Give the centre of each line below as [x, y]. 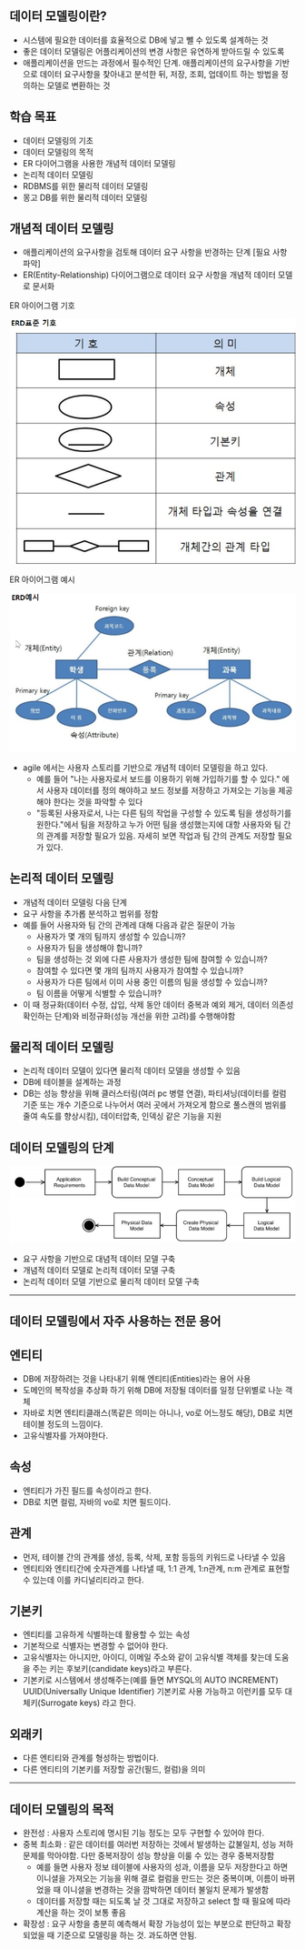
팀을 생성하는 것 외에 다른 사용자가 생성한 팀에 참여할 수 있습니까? [152, 959]
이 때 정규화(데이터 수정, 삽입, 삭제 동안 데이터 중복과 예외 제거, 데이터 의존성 [158, 1004]
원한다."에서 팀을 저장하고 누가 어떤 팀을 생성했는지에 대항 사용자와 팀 [158, 824]
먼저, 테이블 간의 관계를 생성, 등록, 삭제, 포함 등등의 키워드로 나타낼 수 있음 [154, 1557]
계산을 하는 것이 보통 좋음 [81, 1913]
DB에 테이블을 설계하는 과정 [72, 1082]
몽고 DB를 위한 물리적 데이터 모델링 [85, 197]
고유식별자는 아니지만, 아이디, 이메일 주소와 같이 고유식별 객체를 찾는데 [147, 1657]
